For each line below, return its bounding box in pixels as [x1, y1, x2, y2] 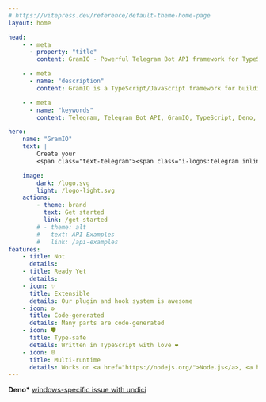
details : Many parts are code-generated [28, 319, 165, 327]
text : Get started [43, 209, 104, 216]
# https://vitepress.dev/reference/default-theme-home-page [8, 11, 211, 20]
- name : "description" [28, 77, 104, 85]
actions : [22, 193, 51, 202]
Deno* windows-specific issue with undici [8, 385, 146, 395]
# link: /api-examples [36, 238, 119, 246]
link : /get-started [43, 216, 108, 224]
